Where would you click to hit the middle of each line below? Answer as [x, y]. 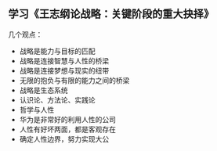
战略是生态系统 [43, 90]
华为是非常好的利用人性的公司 [67, 119]
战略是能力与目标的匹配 [57, 51]
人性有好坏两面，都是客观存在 [67, 129]
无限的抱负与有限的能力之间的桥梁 [74, 80]
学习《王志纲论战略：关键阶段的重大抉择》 [111, 14]
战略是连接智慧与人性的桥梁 [64, 60]
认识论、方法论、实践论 [57, 99]
